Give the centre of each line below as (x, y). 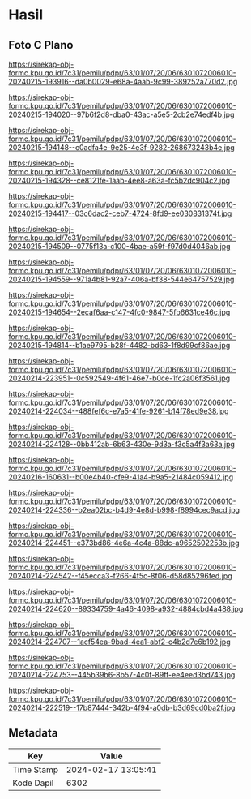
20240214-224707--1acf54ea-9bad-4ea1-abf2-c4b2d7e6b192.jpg (119, 642)
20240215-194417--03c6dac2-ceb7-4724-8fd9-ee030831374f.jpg (120, 213)
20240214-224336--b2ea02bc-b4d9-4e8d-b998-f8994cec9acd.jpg (124, 510)
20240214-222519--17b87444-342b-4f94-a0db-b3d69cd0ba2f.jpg (122, 708)
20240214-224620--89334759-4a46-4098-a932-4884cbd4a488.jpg (126, 609)
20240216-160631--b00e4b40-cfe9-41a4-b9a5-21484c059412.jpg (121, 477)
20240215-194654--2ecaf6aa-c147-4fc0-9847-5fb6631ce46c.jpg (119, 312)
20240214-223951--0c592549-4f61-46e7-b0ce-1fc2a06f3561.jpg (119, 378)
